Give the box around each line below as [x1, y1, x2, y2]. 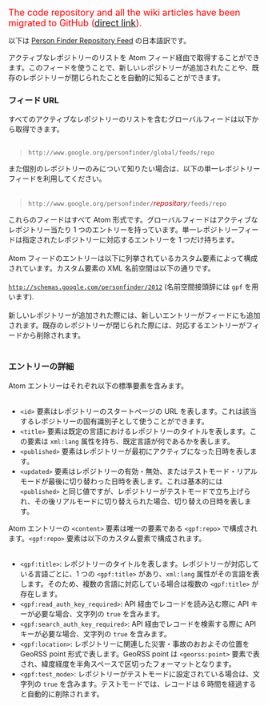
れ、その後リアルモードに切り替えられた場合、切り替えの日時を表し [19, 496, 245, 506]
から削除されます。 [22, 331, 86, 340]
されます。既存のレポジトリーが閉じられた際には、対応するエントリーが [8, 320, 246, 331]
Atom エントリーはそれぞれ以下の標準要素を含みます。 [8, 380, 189, 391]
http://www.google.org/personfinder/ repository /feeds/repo [27, 199, 227, 208]
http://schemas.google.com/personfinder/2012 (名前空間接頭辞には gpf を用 [8, 282, 259, 291]
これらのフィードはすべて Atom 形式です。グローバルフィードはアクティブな [8, 215, 258, 225]
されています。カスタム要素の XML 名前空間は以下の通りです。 [8, 263, 215, 273]
